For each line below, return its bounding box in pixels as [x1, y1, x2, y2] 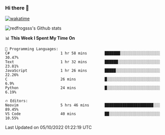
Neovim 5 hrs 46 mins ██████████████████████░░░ [5, 103, 161, 108]
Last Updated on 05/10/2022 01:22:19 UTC [5, 125, 92, 131]
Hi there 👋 [5, 4, 30, 11]
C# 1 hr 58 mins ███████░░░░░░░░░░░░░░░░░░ [5, 51, 161, 56]
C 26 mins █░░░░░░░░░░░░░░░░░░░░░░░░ [5, 77, 161, 82]
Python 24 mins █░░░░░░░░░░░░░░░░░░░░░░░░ [5, 86, 161, 90]
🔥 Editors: [5, 98, 28, 103]
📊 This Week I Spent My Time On [5, 35, 75, 41]
